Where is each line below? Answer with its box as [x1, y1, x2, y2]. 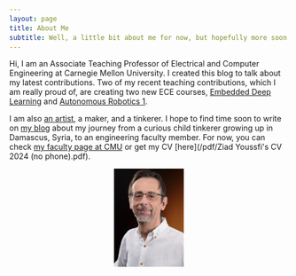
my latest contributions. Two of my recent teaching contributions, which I [9, 77, 277, 88]
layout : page [9, 14, 58, 23]
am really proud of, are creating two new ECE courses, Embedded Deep [9, 87, 272, 98]
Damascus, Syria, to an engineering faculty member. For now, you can [9, 132, 266, 143]
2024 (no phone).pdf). [9, 151, 91, 162]
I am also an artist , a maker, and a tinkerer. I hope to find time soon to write [9, 114, 282, 124]
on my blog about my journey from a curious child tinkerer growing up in [9, 122, 273, 133]
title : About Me [9, 23, 69, 33]
